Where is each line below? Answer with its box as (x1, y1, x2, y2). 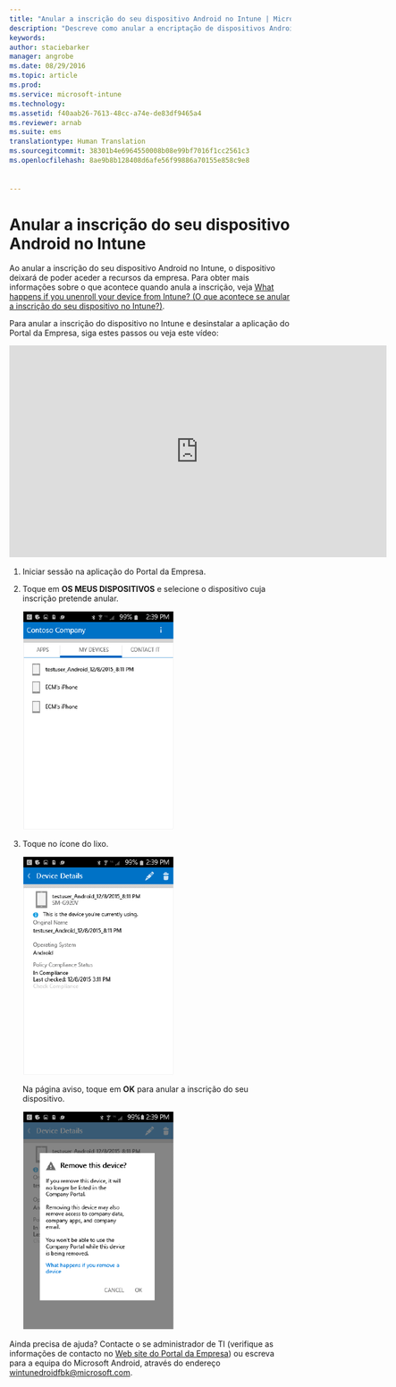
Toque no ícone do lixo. (21, 839, 109, 850)
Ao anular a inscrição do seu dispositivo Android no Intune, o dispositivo (9, 263, 275, 274)
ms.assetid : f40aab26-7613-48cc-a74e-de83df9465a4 (9, 108, 202, 118)
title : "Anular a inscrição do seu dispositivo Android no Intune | (9, 14, 270, 23)
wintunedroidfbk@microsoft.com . (9, 1367, 133, 1378)
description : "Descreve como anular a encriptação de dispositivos (9, 23, 266, 33)
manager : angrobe (9, 52, 74, 62)
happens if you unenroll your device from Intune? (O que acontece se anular (9, 292, 291, 302)
